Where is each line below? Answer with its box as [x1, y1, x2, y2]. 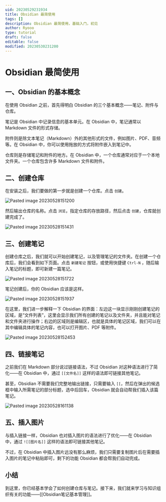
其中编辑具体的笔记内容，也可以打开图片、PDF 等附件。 [5, 324, 119, 331]
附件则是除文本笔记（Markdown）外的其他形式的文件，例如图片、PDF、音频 [5, 135, 161, 141]
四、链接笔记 [5, 350, 44, 358]
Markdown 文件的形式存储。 [5, 124, 63, 131]
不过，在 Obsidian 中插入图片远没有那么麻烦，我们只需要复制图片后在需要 [5, 449, 156, 455]
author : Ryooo [5, 26, 35, 31]
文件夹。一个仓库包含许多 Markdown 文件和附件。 [5, 158, 107, 164]
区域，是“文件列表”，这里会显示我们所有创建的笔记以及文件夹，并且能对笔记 [5, 312, 161, 318]
